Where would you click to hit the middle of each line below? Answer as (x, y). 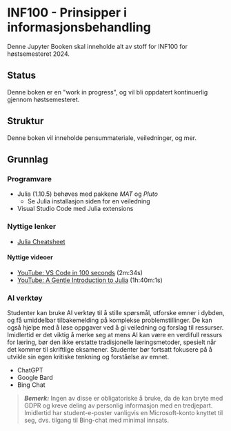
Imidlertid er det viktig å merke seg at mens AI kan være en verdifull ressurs (115, 335)
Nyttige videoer (30, 257)
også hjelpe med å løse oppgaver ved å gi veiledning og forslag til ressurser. (115, 328)
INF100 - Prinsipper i (67, 13)
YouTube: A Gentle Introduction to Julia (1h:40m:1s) (90, 280)
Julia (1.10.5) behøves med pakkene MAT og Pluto (88, 194)
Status (22, 76)
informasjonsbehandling (79, 27)
